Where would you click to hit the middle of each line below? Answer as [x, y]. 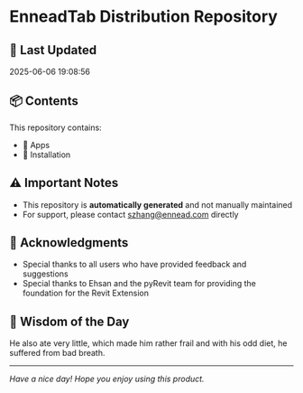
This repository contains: [55, 127]
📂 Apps [36, 145]
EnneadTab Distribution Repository [143, 17]
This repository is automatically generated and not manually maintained [157, 204]
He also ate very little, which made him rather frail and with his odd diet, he [148, 343]
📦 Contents [44, 101]
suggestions [46, 274]
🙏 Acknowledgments [69, 243]
